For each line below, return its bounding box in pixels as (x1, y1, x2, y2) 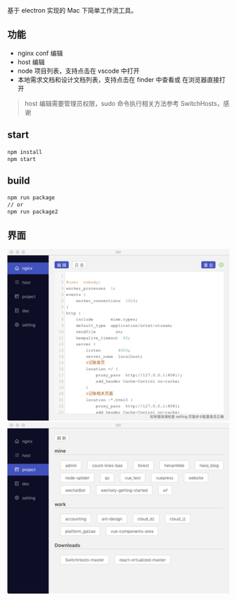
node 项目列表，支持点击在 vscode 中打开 (17, 66, 140, 75)
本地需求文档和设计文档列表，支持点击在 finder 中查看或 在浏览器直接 (17, 75, 220, 83)
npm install (7, 148, 42, 155)
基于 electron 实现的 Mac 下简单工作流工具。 (7, 6, 138, 14)
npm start (7, 155, 37, 162)
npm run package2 (7, 208, 59, 215)
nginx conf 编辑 (17, 49, 63, 57)
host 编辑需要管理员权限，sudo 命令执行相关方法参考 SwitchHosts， (24, 99, 224, 107)
